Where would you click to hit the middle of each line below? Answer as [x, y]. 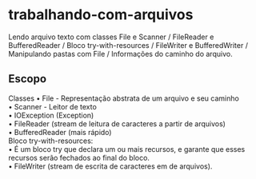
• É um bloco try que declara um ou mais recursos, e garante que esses [127, 149]
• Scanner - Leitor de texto [53, 106]
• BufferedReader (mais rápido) [60, 132]
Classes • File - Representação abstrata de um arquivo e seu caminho [124, 98]
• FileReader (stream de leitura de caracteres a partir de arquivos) [117, 123]
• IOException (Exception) [51, 115]
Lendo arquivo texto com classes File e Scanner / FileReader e [111, 37]
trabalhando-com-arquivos [101, 15]
